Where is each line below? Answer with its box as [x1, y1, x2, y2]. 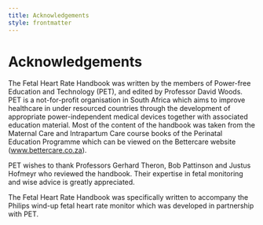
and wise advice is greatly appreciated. [8, 178, 135, 187]
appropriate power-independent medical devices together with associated [8, 112, 249, 122]
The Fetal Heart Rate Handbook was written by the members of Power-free [8, 79, 251, 88]
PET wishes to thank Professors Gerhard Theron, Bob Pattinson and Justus [8, 160, 251, 170]
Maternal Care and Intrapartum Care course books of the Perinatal [8, 129, 223, 138]
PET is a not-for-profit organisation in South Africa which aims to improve [8, 95, 246, 105]
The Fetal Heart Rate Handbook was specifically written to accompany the [8, 193, 249, 202]
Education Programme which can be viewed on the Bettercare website [8, 137, 236, 146]
